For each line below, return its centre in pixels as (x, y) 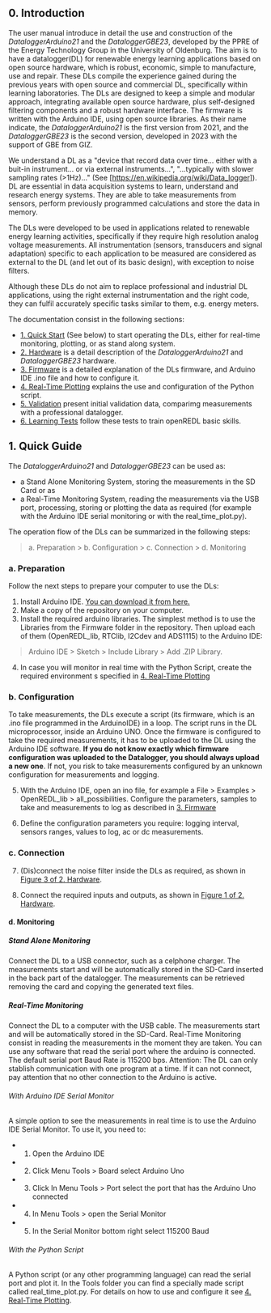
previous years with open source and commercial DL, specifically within (128, 84)
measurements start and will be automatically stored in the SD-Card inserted (136, 970)
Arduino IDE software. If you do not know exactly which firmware (119, 749)
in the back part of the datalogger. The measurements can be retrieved (127, 978)
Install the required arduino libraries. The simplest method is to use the (138, 618)
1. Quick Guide (45, 446)
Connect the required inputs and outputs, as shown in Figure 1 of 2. (132, 894)
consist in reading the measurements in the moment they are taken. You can (135, 1043)
